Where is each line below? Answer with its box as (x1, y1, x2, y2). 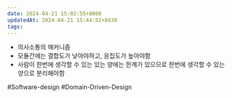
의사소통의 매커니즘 (17, 43, 71, 51)
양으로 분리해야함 (17, 69, 65, 77)
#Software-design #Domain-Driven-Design (7, 83, 132, 91)
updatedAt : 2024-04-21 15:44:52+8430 (7, 17, 118, 24)
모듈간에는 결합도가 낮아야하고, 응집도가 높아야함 (17, 51, 151, 60)
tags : (7, 23, 23, 30)
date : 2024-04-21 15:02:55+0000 (7, 10, 102, 17)
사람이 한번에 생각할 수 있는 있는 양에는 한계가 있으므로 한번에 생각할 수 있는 (17, 60, 226, 69)
